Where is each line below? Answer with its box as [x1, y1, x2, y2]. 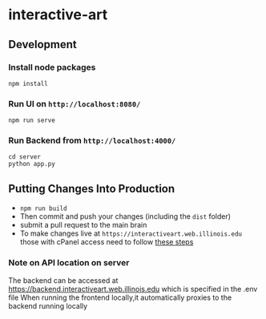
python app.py [8, 160, 56, 168]
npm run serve [8, 116, 56, 125]
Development [8, 38, 78, 51]
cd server [8, 153, 42, 161]
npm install [8, 79, 48, 87]
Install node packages [8, 62, 96, 73]
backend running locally [8, 301, 88, 310]
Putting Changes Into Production [8, 182, 175, 196]
